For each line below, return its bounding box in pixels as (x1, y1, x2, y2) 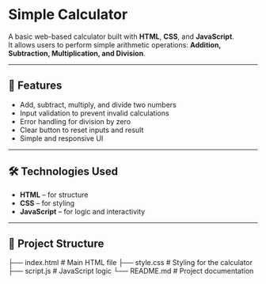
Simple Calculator (8, 6, 128, 24)
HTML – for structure (19, 190, 89, 199)
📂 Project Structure (8, 237, 104, 250)
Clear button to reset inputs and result (19, 125, 144, 134)
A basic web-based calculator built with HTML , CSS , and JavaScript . (8, 32, 235, 41)
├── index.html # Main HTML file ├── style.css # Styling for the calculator (8, 258, 253, 267)
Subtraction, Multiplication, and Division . (8, 48, 146, 58)
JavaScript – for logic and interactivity (19, 206, 146, 216)
